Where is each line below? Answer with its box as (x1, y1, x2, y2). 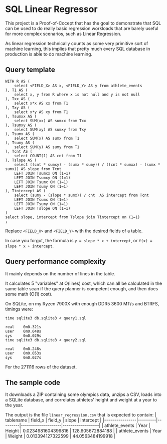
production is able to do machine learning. (5, 51, 93, 57)
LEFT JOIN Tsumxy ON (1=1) (14, 175, 71, 180)
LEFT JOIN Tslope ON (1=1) (14, 206, 71, 211)
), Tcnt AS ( (5, 149, 33, 154)
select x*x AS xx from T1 (14, 101, 69, 106)
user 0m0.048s (5, 329, 42, 334)
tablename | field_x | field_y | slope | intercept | (5, 417, 102, 423)
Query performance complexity (5, 257, 106, 266)
